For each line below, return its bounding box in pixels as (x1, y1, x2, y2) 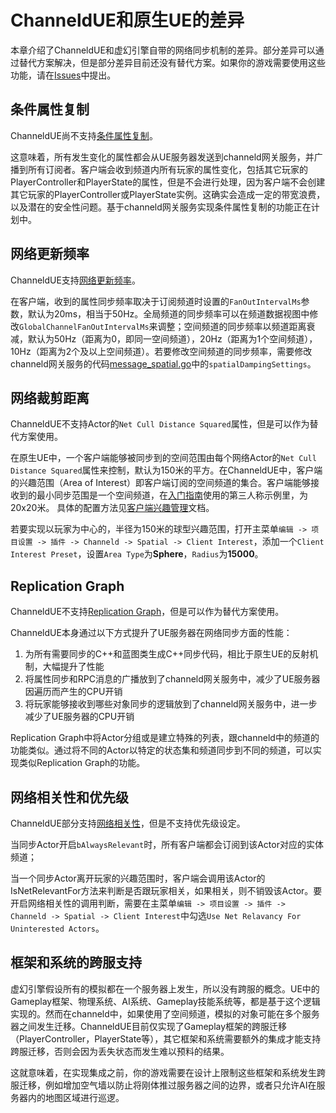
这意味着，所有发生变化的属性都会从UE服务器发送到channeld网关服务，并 (10, 151, 315, 163)
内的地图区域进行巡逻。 (27, 1091, 125, 1103)
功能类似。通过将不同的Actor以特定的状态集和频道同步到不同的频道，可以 (10, 744, 313, 756)
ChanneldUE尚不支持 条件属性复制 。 (10, 129, 158, 141)
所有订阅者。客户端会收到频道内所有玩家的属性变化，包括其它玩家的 (27, 163, 308, 175)
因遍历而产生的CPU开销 (24, 686, 123, 698)
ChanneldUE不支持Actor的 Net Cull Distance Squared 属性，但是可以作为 (10, 418, 310, 430)
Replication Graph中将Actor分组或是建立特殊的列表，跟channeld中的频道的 (10, 732, 320, 744)
